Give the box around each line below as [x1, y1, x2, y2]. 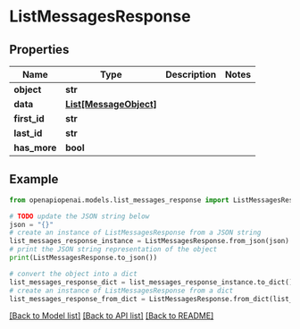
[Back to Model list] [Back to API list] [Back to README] [9, 310, 214, 321]
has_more [13, 141, 57, 154]
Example [9, 172, 59, 187]
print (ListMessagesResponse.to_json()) [9, 253, 158, 263]
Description [164, 69, 217, 80]
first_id [13, 113, 45, 124]
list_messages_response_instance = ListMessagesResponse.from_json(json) [9, 237, 290, 246]
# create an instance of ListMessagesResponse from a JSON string [9, 228, 262, 238]
